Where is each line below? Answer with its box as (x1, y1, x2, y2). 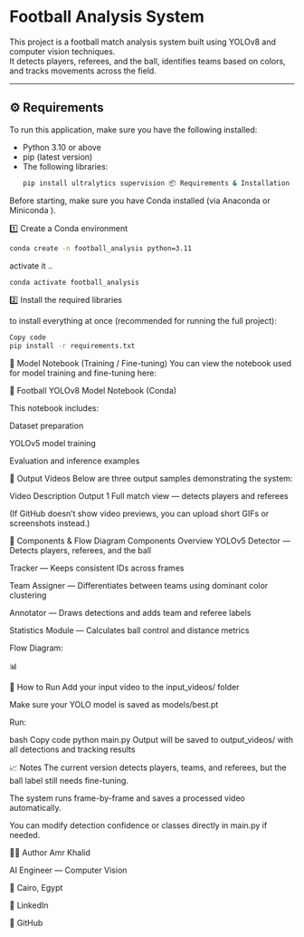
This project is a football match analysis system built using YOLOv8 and (9, 36, 277, 47)
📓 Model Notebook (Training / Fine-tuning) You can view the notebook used (9, 358, 292, 369)
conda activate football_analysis (9, 278, 140, 287)
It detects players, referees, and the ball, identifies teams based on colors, (9, 55, 287, 66)
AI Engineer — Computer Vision (9, 864, 128, 876)
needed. (9, 830, 41, 841)
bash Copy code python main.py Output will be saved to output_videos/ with (9, 735, 294, 746)
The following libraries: (22, 161, 109, 171)
